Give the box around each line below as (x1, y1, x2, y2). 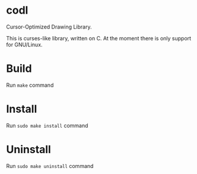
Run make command (6, 81, 54, 88)
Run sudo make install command (6, 122, 88, 129)
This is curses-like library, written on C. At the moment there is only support (6, 34, 192, 42)
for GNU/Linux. (6, 41, 43, 48)
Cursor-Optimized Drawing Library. (6, 23, 92, 30)
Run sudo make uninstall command (6, 162, 94, 169)
